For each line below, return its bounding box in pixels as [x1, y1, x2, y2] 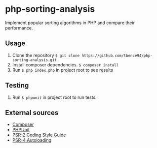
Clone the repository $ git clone [12, 52, 80, 58]
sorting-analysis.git [12, 58, 57, 62]
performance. [5, 25, 33, 30]
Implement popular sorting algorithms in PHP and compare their [5, 20, 135, 26]
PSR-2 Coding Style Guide [12, 132, 66, 138]
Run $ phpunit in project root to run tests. [12, 94, 97, 100]
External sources [5, 108, 59, 117]
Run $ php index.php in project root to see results [12, 67, 114, 73]
